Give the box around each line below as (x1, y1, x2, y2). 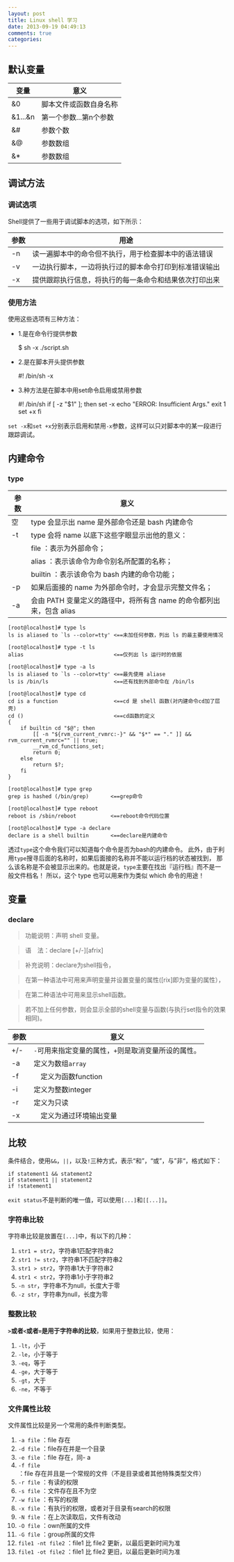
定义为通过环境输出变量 (40, 1111, 117, 1121)
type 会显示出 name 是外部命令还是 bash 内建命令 (31, 517, 194, 527)
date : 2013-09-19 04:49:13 (8, 23, 86, 30)
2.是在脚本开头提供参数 (17, 358, 85, 366)
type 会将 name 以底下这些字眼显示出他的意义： (31, 530, 188, 540)
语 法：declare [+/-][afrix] (24, 946, 103, 955)
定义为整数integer (33, 1085, 92, 1094)
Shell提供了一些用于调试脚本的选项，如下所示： (8, 217, 144, 225)
